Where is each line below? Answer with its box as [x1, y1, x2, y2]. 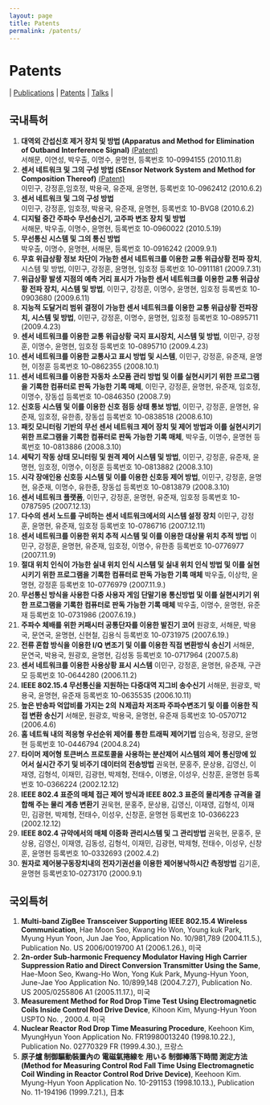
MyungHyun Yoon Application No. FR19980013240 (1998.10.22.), [20, 1032, 235, 1041]
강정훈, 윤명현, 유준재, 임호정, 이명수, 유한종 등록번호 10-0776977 [38, 541, 244, 551]
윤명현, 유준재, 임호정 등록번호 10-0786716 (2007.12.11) [31, 521, 206, 531]
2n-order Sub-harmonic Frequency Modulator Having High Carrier [20, 951, 247, 962]
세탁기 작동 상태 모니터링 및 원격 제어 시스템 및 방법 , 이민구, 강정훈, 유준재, [20, 452, 252, 462]
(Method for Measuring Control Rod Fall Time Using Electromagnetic [20, 1060, 255, 1070]
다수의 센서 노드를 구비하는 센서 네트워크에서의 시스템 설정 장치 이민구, [20, 511, 239, 521]
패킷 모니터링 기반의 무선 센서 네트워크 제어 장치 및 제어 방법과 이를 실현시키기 [20, 422, 262, 431]
